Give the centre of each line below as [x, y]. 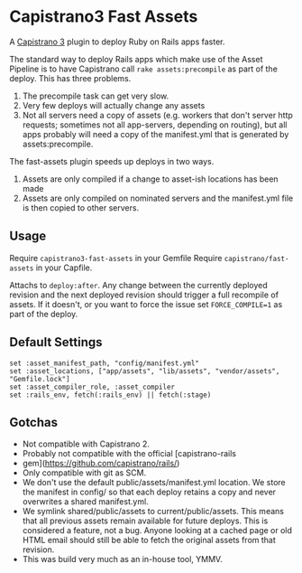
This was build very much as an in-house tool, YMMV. [122, 559]
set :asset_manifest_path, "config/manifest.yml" [105, 363]
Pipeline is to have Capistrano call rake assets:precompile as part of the [143, 69]
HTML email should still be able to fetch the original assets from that [149, 540]
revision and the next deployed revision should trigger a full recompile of [144, 295]
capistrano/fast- [256, 258]
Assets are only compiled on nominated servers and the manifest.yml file [158, 198]
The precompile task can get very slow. [96, 96]
